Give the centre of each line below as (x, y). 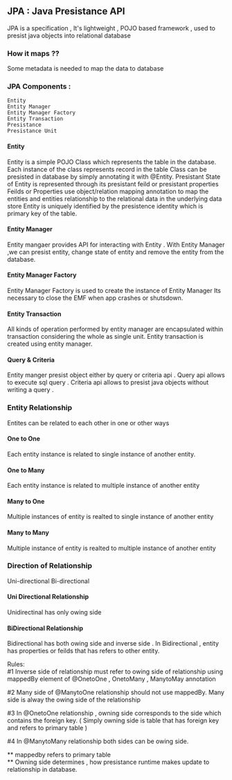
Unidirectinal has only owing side (54, 612)
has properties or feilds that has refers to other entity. (83, 651)
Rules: (16, 664)
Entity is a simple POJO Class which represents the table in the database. (112, 161)
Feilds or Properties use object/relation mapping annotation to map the (108, 191)
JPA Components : (39, 87)
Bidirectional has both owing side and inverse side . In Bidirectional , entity (113, 644)
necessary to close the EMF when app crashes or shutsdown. (95, 298)
